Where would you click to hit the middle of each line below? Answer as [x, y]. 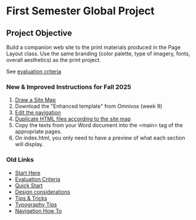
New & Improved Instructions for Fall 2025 [69, 86]
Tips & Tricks [31, 198]
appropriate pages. [38, 132]
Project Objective [39, 33]
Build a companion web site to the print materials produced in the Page [94, 47]
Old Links [20, 160]
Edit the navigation [38, 113]
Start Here [27, 173]
